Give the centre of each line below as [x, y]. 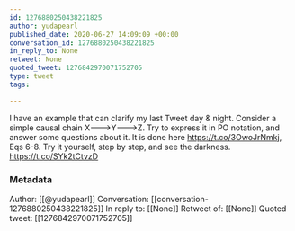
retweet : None [36, 59]
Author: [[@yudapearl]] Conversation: [80, 199]
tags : [19, 84]
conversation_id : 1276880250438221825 [82, 43]
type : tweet [31, 76]
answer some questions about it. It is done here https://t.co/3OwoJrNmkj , [146, 137]
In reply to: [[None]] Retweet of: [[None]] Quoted [196, 209]
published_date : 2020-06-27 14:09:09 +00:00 [94, 34]
